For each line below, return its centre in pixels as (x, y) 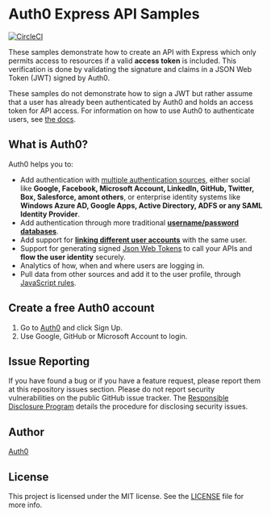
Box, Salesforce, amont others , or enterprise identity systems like (130, 197)
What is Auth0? (48, 145)
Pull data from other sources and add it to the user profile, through (130, 274)
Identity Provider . (50, 214)
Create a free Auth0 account (81, 308)
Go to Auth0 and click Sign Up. (71, 327)
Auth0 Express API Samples (104, 14)
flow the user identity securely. (73, 257)
